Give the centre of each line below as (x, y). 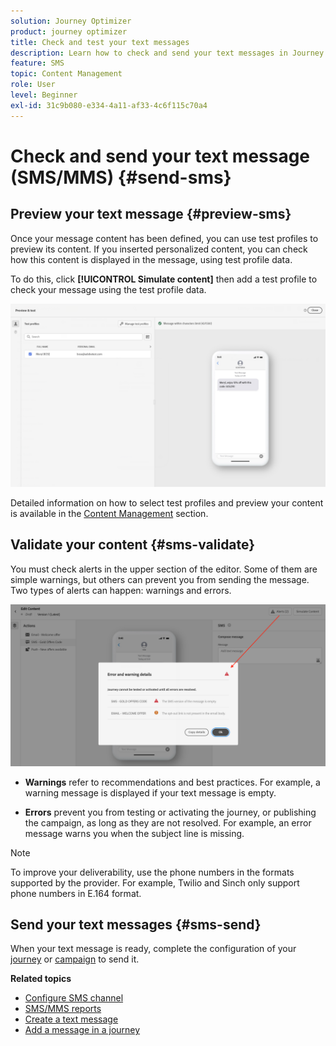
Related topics (41, 979)
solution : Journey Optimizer (71, 21)
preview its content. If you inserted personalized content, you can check (159, 249)
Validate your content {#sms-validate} (133, 545)
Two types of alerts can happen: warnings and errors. (121, 590)
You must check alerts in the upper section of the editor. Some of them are (164, 569)
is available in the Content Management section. (109, 513)
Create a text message (71, 1019)
